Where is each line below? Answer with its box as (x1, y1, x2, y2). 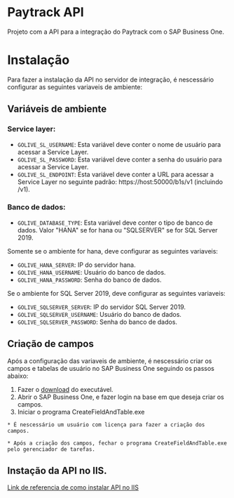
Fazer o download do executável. (17, 385, 113, 393)
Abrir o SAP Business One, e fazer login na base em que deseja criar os (17, 393, 224, 401)
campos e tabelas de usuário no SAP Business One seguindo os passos (7, 364, 215, 372)
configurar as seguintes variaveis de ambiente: (7, 82, 143, 91)
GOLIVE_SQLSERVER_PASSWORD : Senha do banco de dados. (17, 317, 177, 326)
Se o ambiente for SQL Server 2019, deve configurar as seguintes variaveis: (7, 289, 226, 297)
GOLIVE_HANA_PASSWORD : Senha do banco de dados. (17, 275, 163, 284)
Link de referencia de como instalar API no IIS (7, 483, 139, 492)
